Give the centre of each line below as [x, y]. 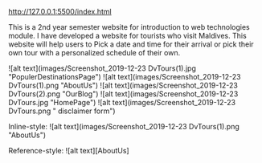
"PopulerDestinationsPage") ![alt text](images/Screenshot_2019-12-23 [125, 77]
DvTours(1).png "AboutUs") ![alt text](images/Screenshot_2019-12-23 [123, 85]
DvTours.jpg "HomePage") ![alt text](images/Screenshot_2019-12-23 [122, 102]
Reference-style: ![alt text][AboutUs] [69, 151]
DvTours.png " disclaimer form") [62, 111]
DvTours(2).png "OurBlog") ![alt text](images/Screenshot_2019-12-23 [123, 94]
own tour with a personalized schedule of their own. [94, 53]
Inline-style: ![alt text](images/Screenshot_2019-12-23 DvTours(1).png [124, 126]
